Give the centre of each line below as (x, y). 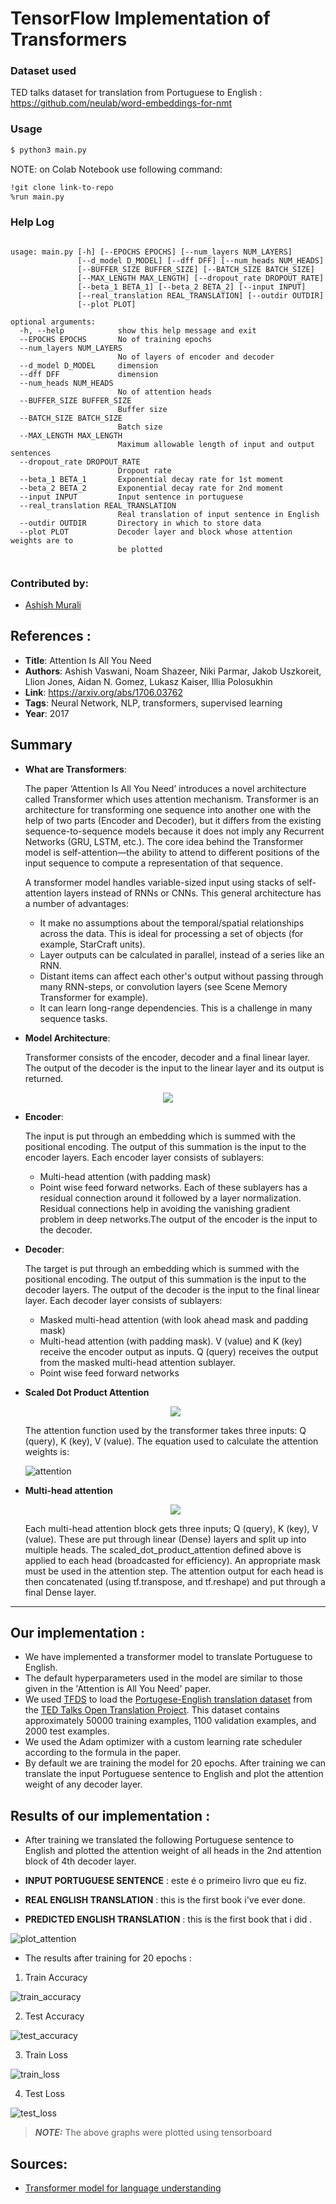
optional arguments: (53, 322)
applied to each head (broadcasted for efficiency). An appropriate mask (173, 1560)
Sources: (39, 2163)
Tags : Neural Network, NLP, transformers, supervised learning (153, 703)
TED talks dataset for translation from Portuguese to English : (136, 93)
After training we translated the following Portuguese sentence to (159, 1840)
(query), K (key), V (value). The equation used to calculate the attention (171, 1441)
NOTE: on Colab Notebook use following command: (116, 169)
